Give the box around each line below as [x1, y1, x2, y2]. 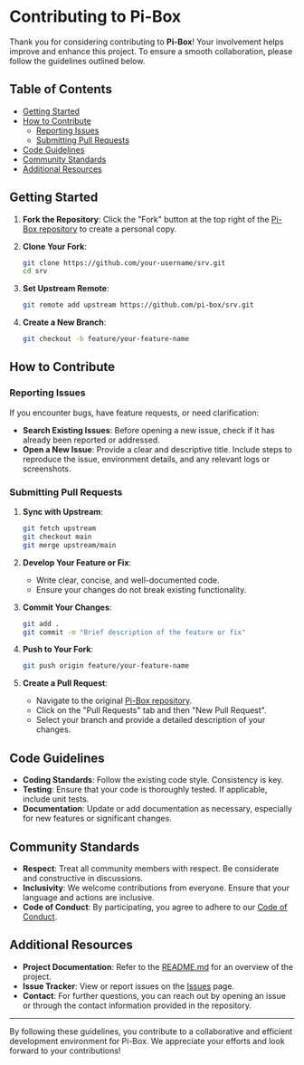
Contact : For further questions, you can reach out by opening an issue [22, 990, 287, 1001]
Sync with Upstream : [22, 507, 104, 518]
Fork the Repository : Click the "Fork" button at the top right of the [22, 214, 270, 224]
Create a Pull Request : [22, 678, 109, 689]
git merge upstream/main [22, 540, 117, 549]
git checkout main [22, 532, 92, 541]
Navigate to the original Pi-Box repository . [35, 695, 193, 707]
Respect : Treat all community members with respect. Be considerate [22, 862, 280, 874]
